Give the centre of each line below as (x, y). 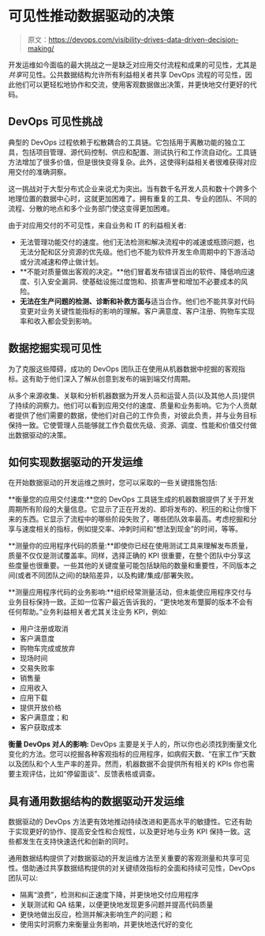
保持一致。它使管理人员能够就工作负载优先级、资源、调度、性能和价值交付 (129, 425)
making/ (41, 48)
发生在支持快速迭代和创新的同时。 (77, 841)
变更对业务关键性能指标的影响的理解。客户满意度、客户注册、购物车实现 (137, 311)
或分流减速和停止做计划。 (61, 261)
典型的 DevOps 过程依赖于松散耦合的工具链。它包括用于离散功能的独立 (123, 142)
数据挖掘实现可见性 (55, 348)
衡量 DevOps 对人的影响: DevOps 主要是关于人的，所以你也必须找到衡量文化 (132, 744)
